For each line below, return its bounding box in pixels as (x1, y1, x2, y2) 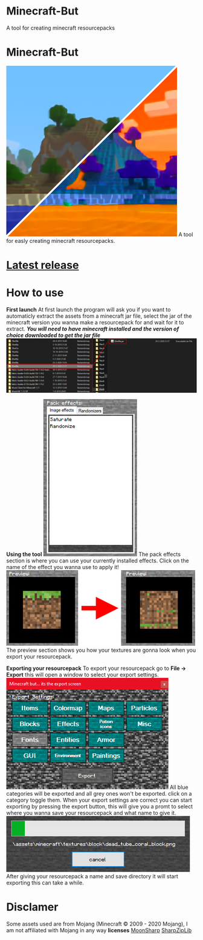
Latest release (6, 259, 79, 272)
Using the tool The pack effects (6, 550, 181, 558)
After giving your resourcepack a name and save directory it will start (6, 872, 178, 880)
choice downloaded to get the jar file (6, 332, 101, 339)
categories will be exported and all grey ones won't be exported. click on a (6, 790, 192, 797)
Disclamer (6, 900, 59, 913)
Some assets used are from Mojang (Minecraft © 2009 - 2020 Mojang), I (6, 920, 188, 927)
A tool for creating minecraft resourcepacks (6, 24, 115, 31)
